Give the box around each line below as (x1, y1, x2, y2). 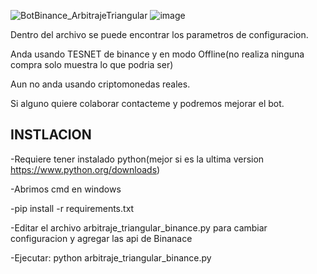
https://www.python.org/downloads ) (10, 163, 161, 175)
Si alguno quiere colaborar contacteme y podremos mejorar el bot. (10, 98, 285, 109)
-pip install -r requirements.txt (10, 202, 135, 214)
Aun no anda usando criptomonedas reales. (10, 78, 191, 90)
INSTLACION (10, 126, 92, 144)
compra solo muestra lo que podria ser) (10, 59, 174, 70)
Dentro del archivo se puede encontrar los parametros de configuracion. (10, 29, 309, 40)
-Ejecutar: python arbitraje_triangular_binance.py (10, 251, 212, 264)
